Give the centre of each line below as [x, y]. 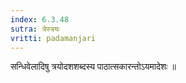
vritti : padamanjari [53, 38]
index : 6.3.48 [40, 19]
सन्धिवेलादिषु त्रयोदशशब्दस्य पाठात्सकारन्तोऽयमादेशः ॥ [93, 67]
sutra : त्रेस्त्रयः [35, 29]
